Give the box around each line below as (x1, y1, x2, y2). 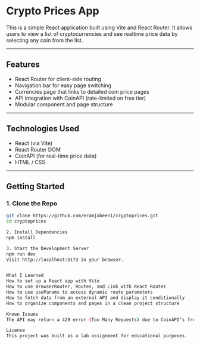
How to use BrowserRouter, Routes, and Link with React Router (6, 284, 167, 290)
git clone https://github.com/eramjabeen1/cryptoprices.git (6, 213, 159, 219)
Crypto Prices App (6, 4, 99, 18)
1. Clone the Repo (6, 199, 58, 207)
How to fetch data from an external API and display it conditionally (6, 294, 185, 301)
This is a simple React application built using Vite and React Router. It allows (6, 24, 192, 31)
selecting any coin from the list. (6, 36, 83, 44)
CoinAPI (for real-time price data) (14, 152, 97, 159)
